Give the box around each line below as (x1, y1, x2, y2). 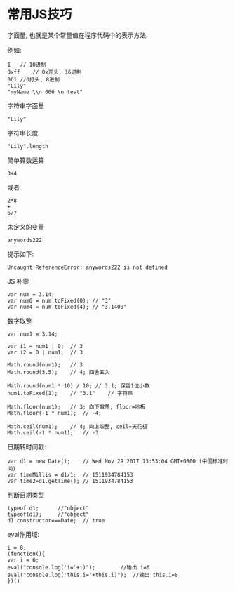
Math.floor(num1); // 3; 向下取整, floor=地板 (7, 403, 146, 411)
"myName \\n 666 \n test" (7, 88, 83, 95)
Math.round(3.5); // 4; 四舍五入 (7, 368, 110, 376)
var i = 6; (7, 556, 39, 564)
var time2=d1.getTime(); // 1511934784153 (7, 477, 133, 484)
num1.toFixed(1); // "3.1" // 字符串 (7, 390, 133, 397)
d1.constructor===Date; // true (7, 517, 105, 524)
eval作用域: (7, 530, 40, 538)
